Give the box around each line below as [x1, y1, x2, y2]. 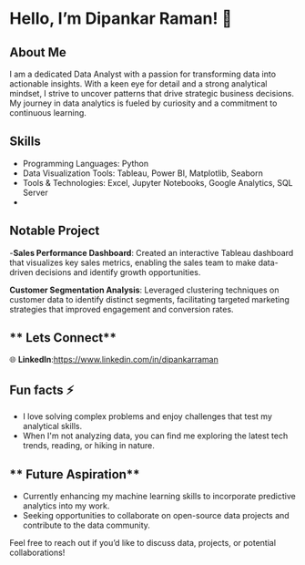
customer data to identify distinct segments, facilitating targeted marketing [9, 293, 290, 304]
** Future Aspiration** [9, 467, 140, 482]
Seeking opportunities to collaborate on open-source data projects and [22, 510, 290, 521]
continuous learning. [9, 108, 86, 118]
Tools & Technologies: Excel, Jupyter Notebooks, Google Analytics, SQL [22, 177, 293, 188]
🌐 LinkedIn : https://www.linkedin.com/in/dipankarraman [9, 354, 219, 365]
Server [22, 187, 48, 198]
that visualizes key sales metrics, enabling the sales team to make [9, 257, 257, 268]
